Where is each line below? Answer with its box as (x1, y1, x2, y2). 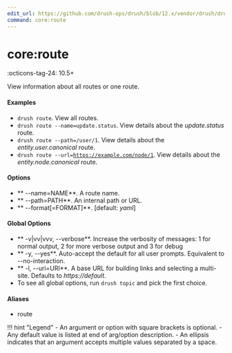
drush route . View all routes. (17, 113, 99, 122)
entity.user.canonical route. (17, 143, 95, 151)
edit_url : (7, 10, 36, 17)
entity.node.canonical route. (17, 158, 98, 166)
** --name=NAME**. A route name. (17, 189, 120, 197)
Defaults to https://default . (30, 271, 106, 280)
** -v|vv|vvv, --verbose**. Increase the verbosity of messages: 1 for (17, 235, 211, 243)
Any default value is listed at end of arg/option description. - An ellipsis (7, 331, 209, 339)
